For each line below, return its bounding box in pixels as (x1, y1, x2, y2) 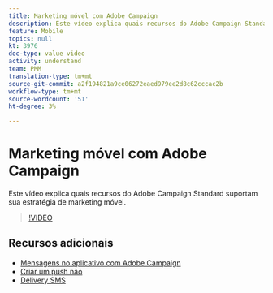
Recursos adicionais (8, 236, 114, 250)
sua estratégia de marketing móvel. (8, 197, 127, 207)
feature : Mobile (8, 27, 63, 35)
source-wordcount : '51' (8, 95, 89, 103)
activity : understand (8, 58, 82, 66)
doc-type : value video (8, 50, 85, 58)
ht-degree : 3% (8, 102, 57, 110)
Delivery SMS (19, 275, 67, 285)
